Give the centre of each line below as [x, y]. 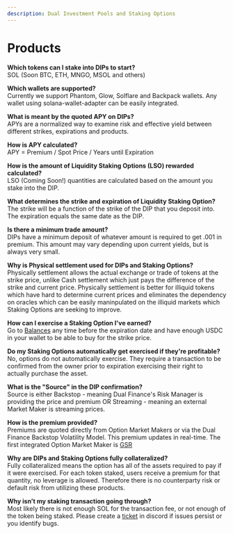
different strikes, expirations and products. [68, 131]
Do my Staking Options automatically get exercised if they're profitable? [114, 351]
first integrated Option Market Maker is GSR [70, 444]
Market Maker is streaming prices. [56, 409]
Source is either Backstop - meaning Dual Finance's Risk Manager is [105, 394]
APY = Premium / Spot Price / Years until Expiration [81, 152]
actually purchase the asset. [48, 373]
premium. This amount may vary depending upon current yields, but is [108, 244]
